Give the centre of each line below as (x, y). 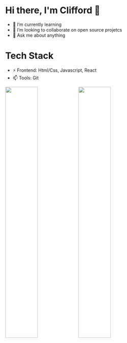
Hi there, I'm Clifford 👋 (53, 10)
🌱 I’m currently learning (37, 24)
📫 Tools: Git (26, 78)
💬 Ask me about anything (39, 35)
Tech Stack (29, 56)
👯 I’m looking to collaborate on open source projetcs (67, 29)
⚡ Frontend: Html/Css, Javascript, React (54, 70)
